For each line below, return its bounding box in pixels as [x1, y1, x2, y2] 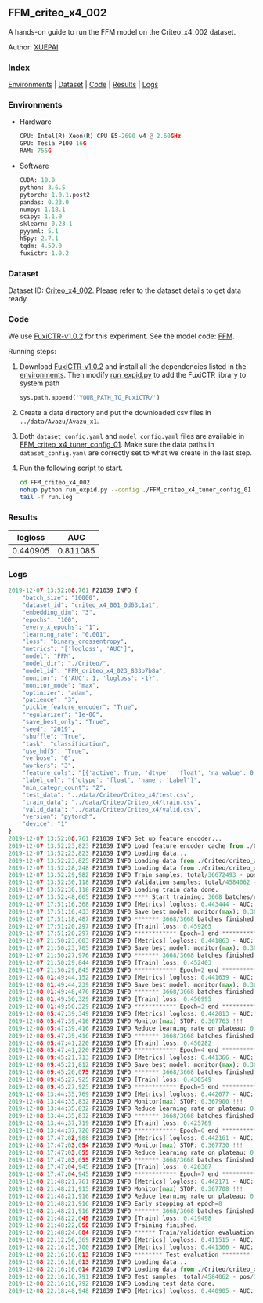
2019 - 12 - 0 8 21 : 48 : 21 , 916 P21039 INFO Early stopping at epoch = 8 [8, 1199, 222, 1207]
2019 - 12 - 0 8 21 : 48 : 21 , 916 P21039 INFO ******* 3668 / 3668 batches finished [8, 1206, 254, 1215]
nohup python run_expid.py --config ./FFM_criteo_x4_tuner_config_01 [19, 486, 252, 494]
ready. [8, 294, 29, 303]
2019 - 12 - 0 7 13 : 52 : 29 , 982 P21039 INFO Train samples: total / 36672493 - [8, 871, 243, 879]
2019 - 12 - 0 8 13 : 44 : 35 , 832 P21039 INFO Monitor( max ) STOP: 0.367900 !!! [8, 1097, 243, 1105]
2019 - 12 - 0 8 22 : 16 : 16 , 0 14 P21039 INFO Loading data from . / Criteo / [8, 1265, 229, 1273]
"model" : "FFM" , [22, 652, 76, 660]
